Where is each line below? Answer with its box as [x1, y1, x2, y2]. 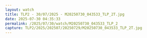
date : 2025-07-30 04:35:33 [5, 16, 61, 21]
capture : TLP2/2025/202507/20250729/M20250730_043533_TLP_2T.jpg [5, 26, 142, 31]
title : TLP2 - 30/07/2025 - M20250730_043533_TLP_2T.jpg [5, 12, 125, 17]
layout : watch [5, 7, 35, 12]
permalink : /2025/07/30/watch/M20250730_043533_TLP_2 [5, 21, 118, 26]
